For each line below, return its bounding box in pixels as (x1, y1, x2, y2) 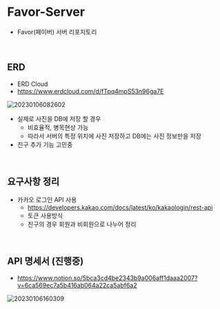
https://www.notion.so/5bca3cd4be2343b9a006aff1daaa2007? (17, 274, 198, 282)
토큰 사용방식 (27, 211, 63, 220)
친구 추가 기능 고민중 (17, 140, 73, 149)
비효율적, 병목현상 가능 (27, 123, 89, 131)
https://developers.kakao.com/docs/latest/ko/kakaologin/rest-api (27, 203, 213, 211)
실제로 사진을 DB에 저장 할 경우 (17, 114, 101, 122)
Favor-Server (7, 4, 85, 20)
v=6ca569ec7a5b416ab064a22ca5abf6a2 (17, 281, 137, 290)
